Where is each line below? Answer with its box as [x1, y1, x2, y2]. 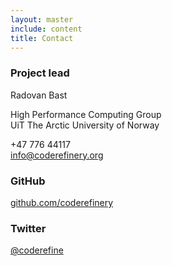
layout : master [10, 14, 74, 25]
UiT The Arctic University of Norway [10, 119, 160, 131]
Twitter [10, 221, 47, 235]
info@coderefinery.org [10, 149, 104, 161]
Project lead [10, 66, 70, 80]
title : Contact [10, 33, 74, 43]
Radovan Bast [10, 89, 68, 101]
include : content [10, 24, 83, 34]
